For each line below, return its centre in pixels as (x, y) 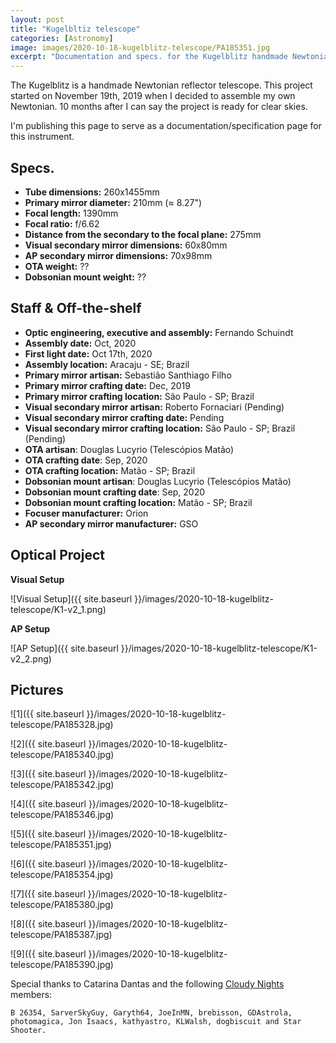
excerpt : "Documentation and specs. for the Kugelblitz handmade (149, 57)
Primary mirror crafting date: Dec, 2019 (107, 385)
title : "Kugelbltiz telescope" (75, 29)
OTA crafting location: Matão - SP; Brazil (110, 470)
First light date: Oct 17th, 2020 (88, 353)
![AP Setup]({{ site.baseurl (64, 648)
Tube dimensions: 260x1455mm (92, 192)
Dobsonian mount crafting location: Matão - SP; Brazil (138, 502)
